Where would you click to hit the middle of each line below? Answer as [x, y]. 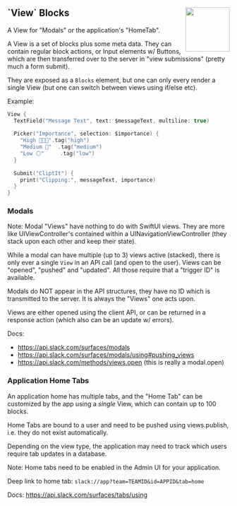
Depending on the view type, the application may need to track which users [117, 446]
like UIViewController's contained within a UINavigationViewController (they [117, 234]
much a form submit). [39, 66]
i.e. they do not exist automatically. [58, 433]
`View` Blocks [38, 13]
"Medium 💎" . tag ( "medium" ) [61, 147]
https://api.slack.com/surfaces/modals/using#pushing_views [106, 355]
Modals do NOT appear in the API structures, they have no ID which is [109, 291]
